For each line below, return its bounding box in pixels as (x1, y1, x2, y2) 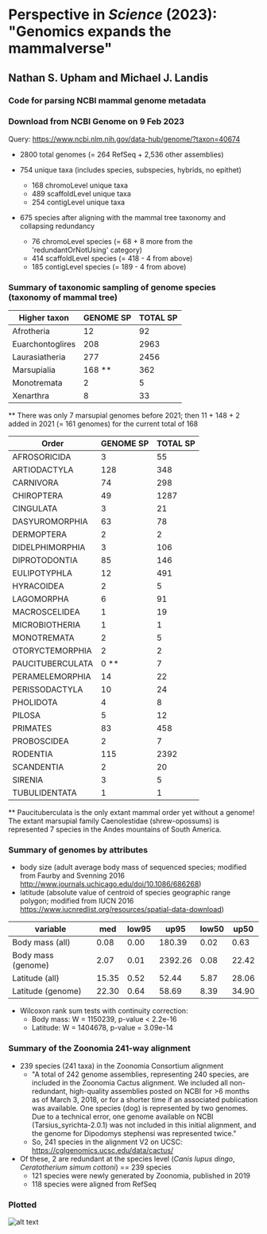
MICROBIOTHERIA (12, 619, 81, 631)
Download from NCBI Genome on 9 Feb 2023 (8, 116, 185, 127)
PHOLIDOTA (12, 697, 58, 708)
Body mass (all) (12, 937, 71, 948)
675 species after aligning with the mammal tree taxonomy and (19, 212, 226, 222)
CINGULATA (12, 503, 58, 514)
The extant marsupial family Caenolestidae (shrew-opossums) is (8, 817, 220, 826)
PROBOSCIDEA (12, 735, 69, 747)
